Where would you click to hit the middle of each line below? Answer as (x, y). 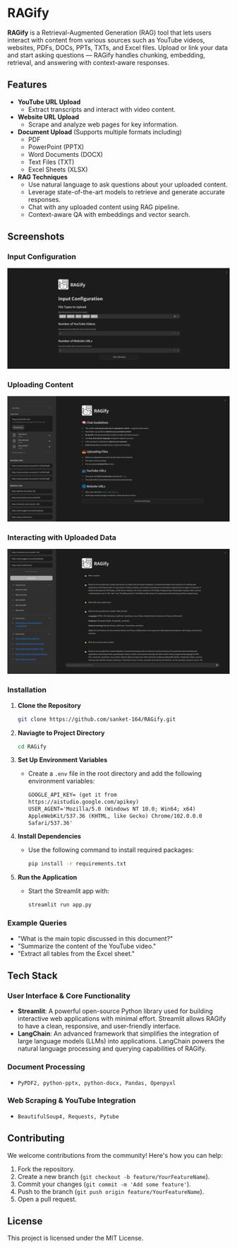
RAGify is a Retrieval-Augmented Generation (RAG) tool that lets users (109, 32)
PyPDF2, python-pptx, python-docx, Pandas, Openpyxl (97, 1083)
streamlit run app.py (60, 905)
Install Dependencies (49, 836)
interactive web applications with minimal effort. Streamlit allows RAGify (122, 1019)
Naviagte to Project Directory (61, 733)
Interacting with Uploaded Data (62, 537)
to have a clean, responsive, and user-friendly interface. (99, 1026)
